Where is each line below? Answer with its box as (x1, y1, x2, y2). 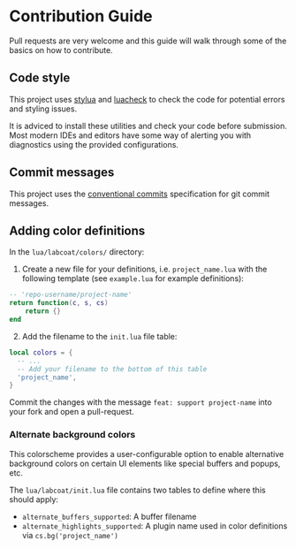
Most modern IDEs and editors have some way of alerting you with (9, 130, 252, 141)
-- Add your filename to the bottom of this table (17, 364, 208, 373)
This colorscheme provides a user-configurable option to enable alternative (9, 448, 285, 459)
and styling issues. (9, 103, 78, 114)
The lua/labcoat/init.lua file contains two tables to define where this (9, 484, 267, 495)
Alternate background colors (9, 429, 136, 441)
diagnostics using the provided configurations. (9, 139, 179, 149)
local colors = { (9, 347, 73, 357)
